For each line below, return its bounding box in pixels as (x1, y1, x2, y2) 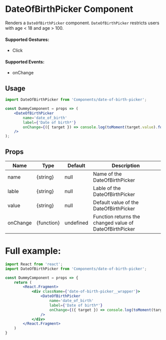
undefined (64, 219, 88, 226)
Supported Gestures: (5, 36, 49, 43)
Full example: (5, 245, 61, 257)
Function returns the (93, 213, 140, 220)
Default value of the (93, 199, 139, 206)
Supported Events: (5, 58, 44, 65)
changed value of (93, 219, 134, 226)
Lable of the (93, 185, 121, 192)
